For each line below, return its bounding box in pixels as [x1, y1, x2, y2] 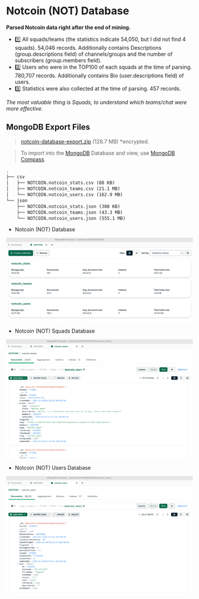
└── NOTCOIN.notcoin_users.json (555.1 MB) [17, 215, 126, 221]
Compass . [20, 155, 46, 163]
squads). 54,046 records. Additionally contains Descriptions [14, 44, 162, 51]
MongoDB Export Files [6, 122, 91, 132]
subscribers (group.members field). [14, 56, 102, 63]
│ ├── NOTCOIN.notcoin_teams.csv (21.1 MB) [6, 186, 120, 192]
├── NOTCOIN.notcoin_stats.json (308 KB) [17, 203, 120, 209]
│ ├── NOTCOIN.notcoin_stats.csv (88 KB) [6, 180, 115, 186]
